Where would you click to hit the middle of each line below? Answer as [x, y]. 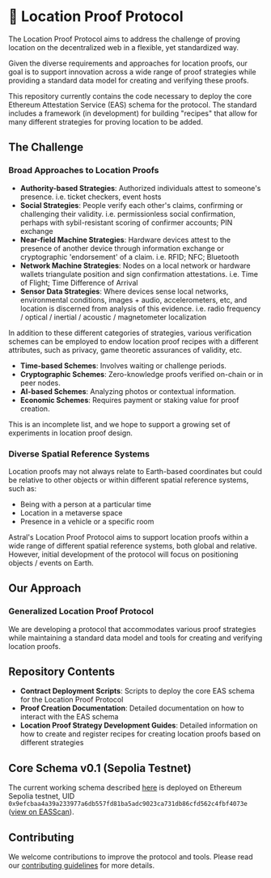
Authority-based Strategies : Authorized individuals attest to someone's [140, 188]
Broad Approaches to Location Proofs [84, 171]
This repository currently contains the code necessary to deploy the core [130, 95]
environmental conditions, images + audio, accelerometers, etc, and [133, 299]
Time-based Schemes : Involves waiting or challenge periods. [123, 365]
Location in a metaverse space [71, 512]
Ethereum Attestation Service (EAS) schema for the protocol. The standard [133, 104]
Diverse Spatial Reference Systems [79, 454]
